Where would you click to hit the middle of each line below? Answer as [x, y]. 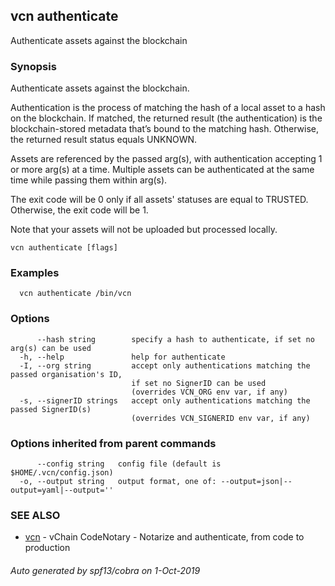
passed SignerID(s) [51, 409]
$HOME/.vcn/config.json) [62, 473]
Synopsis [33, 66]
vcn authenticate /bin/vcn [75, 294]
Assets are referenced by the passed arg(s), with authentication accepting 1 [166, 159]
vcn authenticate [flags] [64, 248]
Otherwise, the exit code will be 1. [79, 210]
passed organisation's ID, [66, 374]
